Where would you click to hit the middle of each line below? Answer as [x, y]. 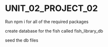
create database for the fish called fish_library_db [54, 31]
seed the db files [22, 40]
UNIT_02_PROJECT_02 [51, 8]
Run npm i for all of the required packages [47, 22]
